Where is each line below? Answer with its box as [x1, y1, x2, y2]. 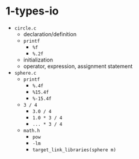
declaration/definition [23, 30, 76, 37]
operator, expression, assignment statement [23, 62, 133, 70]
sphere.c [14, 70, 37, 76]
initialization [23, 56, 54, 63]
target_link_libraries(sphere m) [32, 146, 117, 153]
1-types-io [5, 4, 59, 18]
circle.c [14, 25, 37, 31]
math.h [23, 128, 40, 134]
